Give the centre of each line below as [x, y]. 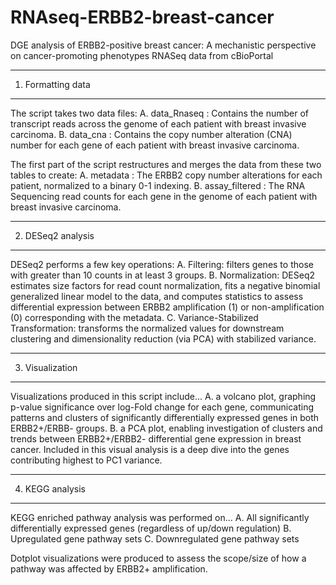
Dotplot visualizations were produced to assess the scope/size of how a [158, 558]
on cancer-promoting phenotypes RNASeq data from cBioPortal [142, 55]
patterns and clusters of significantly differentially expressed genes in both [165, 417]
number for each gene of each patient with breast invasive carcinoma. [155, 145]
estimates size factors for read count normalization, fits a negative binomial [165, 285]
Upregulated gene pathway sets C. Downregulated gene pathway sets [155, 538]
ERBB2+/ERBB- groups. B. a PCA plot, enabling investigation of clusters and [166, 428]
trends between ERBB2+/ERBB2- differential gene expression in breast [156, 438]
